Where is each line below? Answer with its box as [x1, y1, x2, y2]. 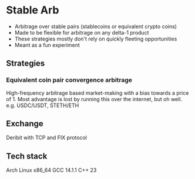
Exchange [6, 119, 43, 129]
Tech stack [6, 151, 48, 161]
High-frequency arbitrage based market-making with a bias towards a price [6, 89, 189, 97]
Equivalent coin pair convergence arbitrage [6, 76, 133, 84]
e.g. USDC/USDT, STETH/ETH [6, 102, 79, 109]
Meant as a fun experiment [14, 42, 80, 49]
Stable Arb [6, 4, 59, 17]
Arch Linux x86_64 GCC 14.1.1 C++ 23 [6, 167, 97, 174]
